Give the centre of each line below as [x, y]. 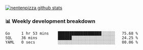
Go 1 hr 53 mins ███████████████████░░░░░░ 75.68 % [72, 34]
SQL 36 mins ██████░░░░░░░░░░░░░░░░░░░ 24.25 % [72, 38]
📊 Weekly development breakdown [50, 21]
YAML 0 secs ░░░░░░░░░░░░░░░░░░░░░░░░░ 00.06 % [72, 42]
